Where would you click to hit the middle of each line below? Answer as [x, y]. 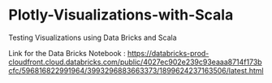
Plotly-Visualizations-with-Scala [121, 15]
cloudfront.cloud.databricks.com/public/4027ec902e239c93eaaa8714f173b [135, 62]
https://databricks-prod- [168, 53]
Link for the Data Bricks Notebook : [67, 53]
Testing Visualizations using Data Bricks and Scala [93, 37]
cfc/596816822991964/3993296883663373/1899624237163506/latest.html [136, 70]
